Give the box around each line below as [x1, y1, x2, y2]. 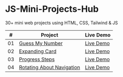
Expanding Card [19, 48, 57, 55]
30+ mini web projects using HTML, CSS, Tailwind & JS [5, 20, 118, 26]
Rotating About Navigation [19, 64, 80, 71]
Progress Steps [19, 56, 55, 63]
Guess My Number [19, 39, 63, 46]
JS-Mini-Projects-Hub [5, 3, 99, 15]
